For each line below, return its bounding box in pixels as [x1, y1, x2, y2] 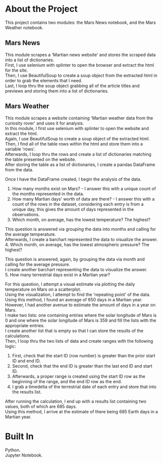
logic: [5, 343, 16, 349]
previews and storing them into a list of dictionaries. [5, 88, 109, 93]
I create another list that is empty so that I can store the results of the [5, 328, 144, 333]
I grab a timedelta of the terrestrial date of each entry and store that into [12, 384, 157, 389]
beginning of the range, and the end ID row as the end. [12, 378, 122, 384]
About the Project [5, 3, 78, 15]
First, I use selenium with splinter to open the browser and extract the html [5, 62, 154, 68]
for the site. [5, 67, 28, 73]
